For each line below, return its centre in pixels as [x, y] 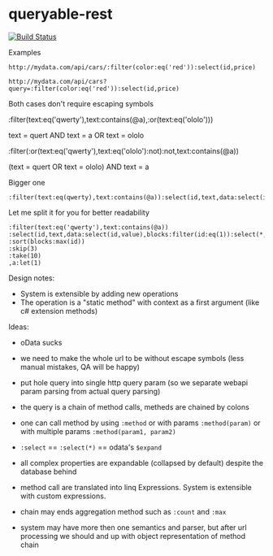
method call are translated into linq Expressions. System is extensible [136, 487]
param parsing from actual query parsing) [90, 391]
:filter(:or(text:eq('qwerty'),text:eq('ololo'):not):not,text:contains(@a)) [124, 150]
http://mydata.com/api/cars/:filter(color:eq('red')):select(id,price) [132, 67]
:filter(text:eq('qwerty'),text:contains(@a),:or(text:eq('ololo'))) [111, 119]
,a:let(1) [25, 263]
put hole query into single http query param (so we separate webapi [134, 382]
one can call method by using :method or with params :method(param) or [141, 423]
